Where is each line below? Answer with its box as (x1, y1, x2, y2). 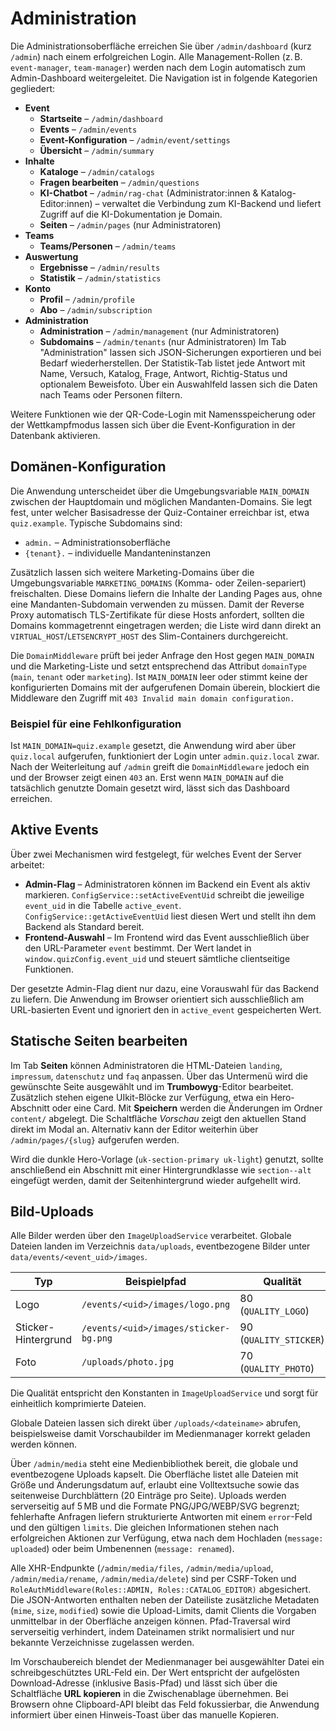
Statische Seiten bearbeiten (10, 1033, 188, 1050)
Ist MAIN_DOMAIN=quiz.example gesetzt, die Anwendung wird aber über (10, 740, 297, 752)
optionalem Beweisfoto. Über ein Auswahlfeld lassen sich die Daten (39, 378, 318, 390)
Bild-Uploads (10, 1203, 94, 1221)
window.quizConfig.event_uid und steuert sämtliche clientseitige (24, 952, 291, 964)
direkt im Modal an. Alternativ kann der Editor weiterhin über (10, 1123, 259, 1135)
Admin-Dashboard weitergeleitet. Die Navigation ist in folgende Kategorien (10, 72, 318, 84)
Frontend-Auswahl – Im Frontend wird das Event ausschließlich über (24, 931, 310, 943)
